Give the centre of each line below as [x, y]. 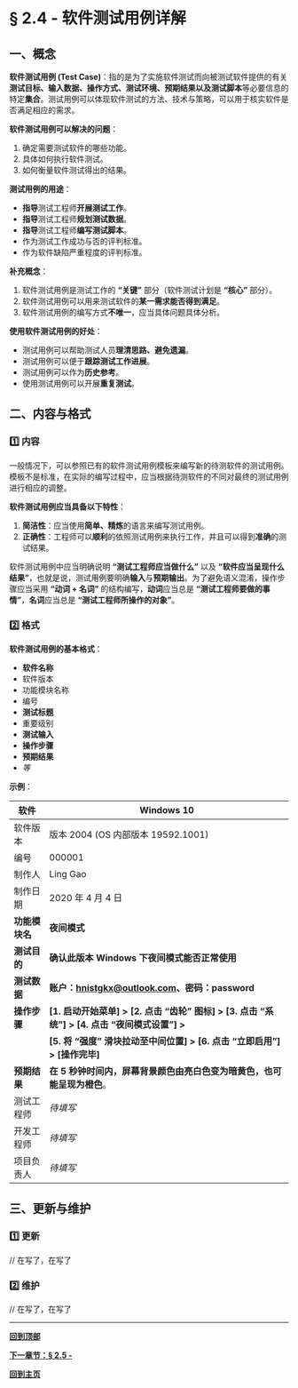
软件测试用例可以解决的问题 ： [63, 129]
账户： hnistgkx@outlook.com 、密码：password [152, 987]
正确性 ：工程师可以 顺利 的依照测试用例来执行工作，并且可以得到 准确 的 [150, 536]
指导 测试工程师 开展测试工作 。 [76, 208]
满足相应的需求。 [48, 110]
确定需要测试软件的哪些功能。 [76, 148]
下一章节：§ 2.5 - [41, 1355]
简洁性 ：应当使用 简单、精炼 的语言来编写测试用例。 [115, 525]
